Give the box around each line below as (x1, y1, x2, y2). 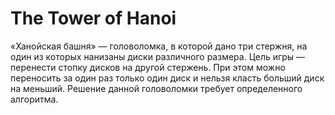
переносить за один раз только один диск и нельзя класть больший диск (10, 72, 325, 84)
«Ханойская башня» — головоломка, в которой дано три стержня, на (10, 40, 308, 52)
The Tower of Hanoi (10, 7, 177, 30)
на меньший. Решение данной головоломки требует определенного (10, 82, 303, 94)
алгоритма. (10, 93, 59, 105)
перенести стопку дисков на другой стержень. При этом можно (10, 61, 286, 73)
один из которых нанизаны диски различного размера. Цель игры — (10, 50, 306, 62)
